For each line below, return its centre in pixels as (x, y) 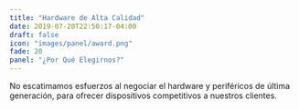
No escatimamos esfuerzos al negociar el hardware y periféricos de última (150, 86)
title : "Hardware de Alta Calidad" (77, 18)
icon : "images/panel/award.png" (71, 43)
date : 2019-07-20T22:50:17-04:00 (73, 26)
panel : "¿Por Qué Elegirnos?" (67, 60)
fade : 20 (26, 52)
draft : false (34, 35)
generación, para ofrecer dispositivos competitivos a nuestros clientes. (143, 95)
